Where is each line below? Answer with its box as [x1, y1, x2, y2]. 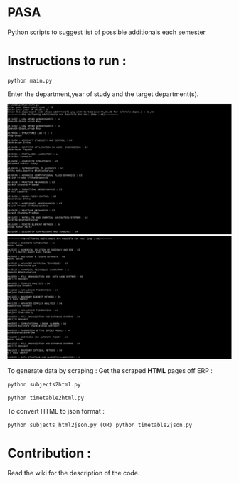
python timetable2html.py [7, 394, 84, 401]
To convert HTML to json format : [7, 406, 105, 415]
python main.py [7, 77, 53, 84]
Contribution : [7, 446, 92, 461]
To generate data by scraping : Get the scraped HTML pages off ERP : [7, 366, 213, 374]
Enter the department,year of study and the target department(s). [7, 90, 199, 98]
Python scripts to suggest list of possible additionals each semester [7, 28, 206, 36]
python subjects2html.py [7, 381, 81, 388]
